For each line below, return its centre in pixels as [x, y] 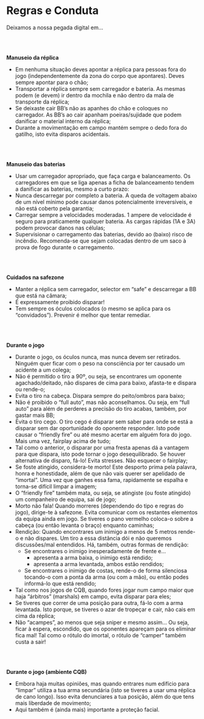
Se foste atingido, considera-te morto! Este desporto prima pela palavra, [106, 467]
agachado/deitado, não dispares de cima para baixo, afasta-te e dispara [106, 383]
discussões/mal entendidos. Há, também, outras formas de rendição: [102, 544]
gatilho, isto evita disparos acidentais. [62, 134]
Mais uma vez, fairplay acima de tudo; [63, 441]
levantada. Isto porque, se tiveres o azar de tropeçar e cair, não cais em [105, 609]
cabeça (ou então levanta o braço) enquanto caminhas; [85, 525]
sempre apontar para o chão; [51, 82]
